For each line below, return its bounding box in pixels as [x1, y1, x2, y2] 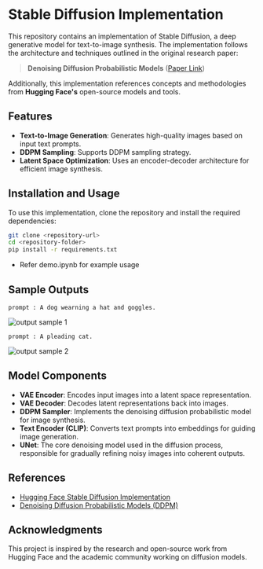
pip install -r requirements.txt [8, 246, 118, 254]
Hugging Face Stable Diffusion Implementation [19, 492, 171, 501]
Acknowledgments [8, 523, 104, 537]
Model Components [8, 369, 108, 383]
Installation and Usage [8, 187, 120, 200]
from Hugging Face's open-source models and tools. [8, 86, 181, 96]
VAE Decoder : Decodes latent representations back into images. [19, 398, 229, 408]
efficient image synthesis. [19, 163, 104, 174]
